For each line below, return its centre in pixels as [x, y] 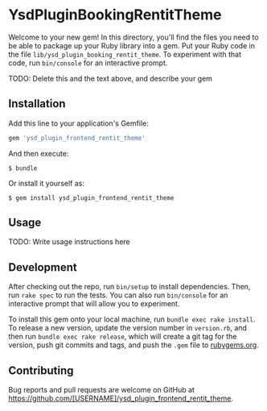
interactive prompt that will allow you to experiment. [94, 304]
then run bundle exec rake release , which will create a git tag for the [123, 337]
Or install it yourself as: [46, 183]
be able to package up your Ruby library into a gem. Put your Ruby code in [132, 45]
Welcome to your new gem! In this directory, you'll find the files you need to [133, 37]
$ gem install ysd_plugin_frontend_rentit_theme [91, 198]
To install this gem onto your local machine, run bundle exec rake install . [132, 319]
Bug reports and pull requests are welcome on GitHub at [102, 390]
